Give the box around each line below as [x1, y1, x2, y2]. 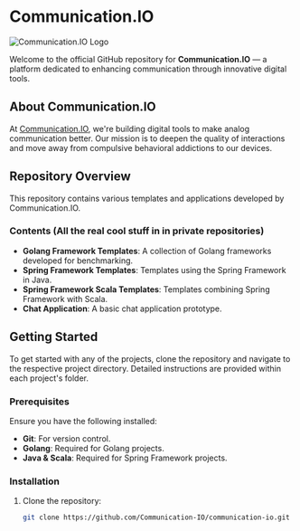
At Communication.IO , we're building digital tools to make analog [9, 123, 250, 134]
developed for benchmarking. [22, 255, 134, 266]
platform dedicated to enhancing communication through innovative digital [9, 63, 287, 74]
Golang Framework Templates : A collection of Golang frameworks [22, 245, 272, 256]
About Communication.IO [9, 100, 156, 115]
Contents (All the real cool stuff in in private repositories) [9, 224, 265, 237]
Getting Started [9, 329, 98, 345]
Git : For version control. [22, 432, 111, 444]
